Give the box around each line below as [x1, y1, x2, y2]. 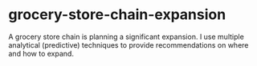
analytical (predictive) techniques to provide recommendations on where [8, 40, 249, 49]
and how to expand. [8, 49, 75, 58]
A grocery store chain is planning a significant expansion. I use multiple [8, 32, 245, 41]
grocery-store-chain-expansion [8, 6, 226, 24]
